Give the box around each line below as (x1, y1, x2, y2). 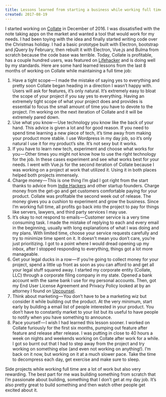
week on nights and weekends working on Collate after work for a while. (12, 335, 160, 341)
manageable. (12, 251, 39, 257)
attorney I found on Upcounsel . (12, 288, 76, 294)
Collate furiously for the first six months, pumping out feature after (12, 325, 148, 331)
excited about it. (5, 387, 38, 393)
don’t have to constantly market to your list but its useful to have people (12, 309, 159, 315)
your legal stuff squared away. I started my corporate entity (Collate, (12, 267, 152, 273)
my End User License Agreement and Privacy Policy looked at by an (12, 283, 151, 288)
